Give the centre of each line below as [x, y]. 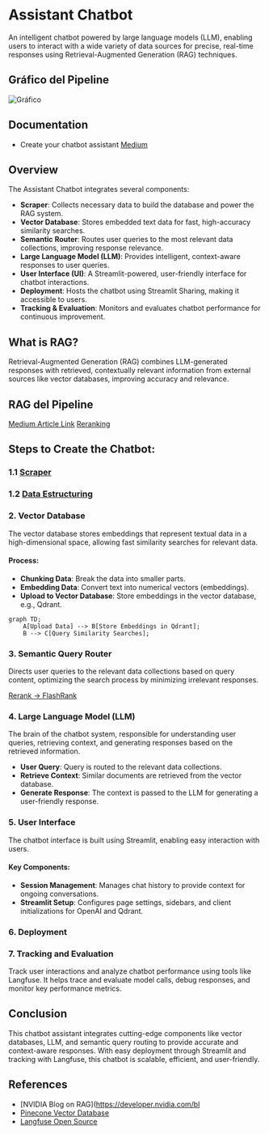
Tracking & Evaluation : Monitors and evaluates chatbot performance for [140, 308]
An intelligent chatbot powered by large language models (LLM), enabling [130, 37]
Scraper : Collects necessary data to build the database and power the [137, 205]
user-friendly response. [59, 801]
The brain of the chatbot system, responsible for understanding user [122, 734]
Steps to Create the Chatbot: [82, 450]
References [38, 1085]
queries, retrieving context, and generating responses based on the [120, 743]
